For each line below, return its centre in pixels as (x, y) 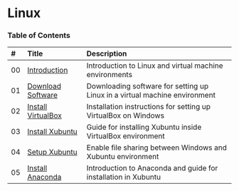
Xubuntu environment (123, 157)
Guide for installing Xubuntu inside (144, 128)
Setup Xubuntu (52, 153)
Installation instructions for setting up (149, 107)
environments (110, 75)
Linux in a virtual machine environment (151, 95)
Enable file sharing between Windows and (157, 148)
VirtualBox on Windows (126, 115)
